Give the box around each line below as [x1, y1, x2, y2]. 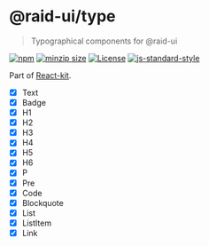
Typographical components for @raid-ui [30, 36, 178, 46]
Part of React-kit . [9, 69, 72, 81]
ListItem [21, 218, 51, 228]
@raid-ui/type [9, 6, 117, 27]
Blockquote [21, 197, 64, 208]
